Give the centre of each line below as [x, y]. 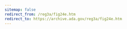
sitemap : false [20, 10]
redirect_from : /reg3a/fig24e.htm [40, 14]
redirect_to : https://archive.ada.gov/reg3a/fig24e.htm [63, 19]
